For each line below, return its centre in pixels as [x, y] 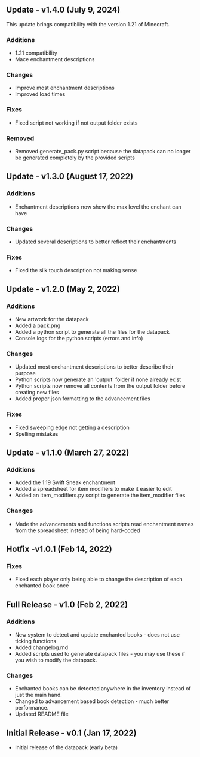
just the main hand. [39, 695]
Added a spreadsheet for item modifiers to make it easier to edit [93, 489]
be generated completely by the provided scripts [75, 158]
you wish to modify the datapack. [56, 660]
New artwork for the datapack [52, 319]
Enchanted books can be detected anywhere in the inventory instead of [103, 689]
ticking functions [36, 641]
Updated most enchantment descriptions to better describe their [94, 367]
